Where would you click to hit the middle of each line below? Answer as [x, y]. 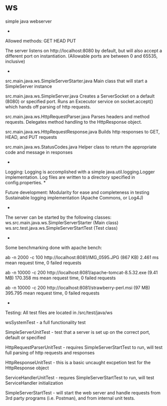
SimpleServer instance [29, 86]
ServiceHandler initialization [34, 383]
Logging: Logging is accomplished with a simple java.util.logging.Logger [80, 172]
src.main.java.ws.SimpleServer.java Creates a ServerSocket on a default [80, 96]
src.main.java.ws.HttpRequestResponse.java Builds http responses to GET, [82, 132]
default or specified [26, 337]
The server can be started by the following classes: [58, 217]
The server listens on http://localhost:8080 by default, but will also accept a [84, 50]
